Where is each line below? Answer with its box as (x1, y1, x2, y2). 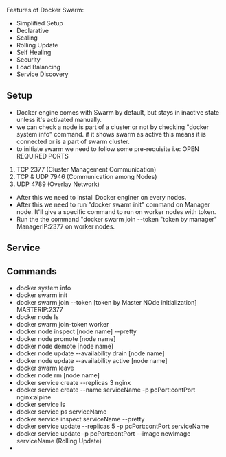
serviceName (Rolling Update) (16, 437, 102, 445)
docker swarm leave (16, 364, 75, 373)
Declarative (16, 27, 49, 34)
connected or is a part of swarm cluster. (16, 137, 130, 145)
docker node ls (16, 313, 59, 321)
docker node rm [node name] (16, 371, 100, 379)
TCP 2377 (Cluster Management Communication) (16, 165, 157, 174)
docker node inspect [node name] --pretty (16, 327, 137, 336)
